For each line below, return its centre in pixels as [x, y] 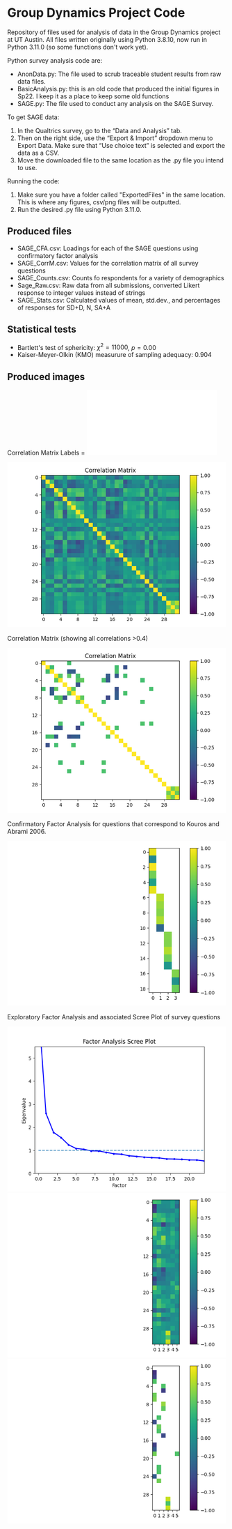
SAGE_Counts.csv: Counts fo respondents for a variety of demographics [121, 277]
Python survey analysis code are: [55, 60]
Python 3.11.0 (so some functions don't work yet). [78, 47]
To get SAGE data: [33, 117]
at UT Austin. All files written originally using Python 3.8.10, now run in [107, 39]
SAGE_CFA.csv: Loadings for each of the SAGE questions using [108, 248]
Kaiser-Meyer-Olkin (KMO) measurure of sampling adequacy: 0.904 [114, 355]
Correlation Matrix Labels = [46, 453]
